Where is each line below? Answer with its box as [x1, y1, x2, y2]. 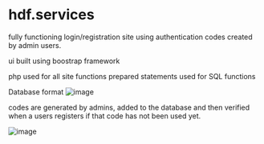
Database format [8, 86, 64, 97]
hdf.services [8, 6, 95, 24]
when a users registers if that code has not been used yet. [8, 110, 201, 121]
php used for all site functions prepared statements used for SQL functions [8, 71, 256, 81]
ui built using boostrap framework [8, 56, 120, 66]
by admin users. [8, 40, 62, 50]
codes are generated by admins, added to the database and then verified [8, 102, 250, 112]
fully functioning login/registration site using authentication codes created [8, 32, 253, 42]
